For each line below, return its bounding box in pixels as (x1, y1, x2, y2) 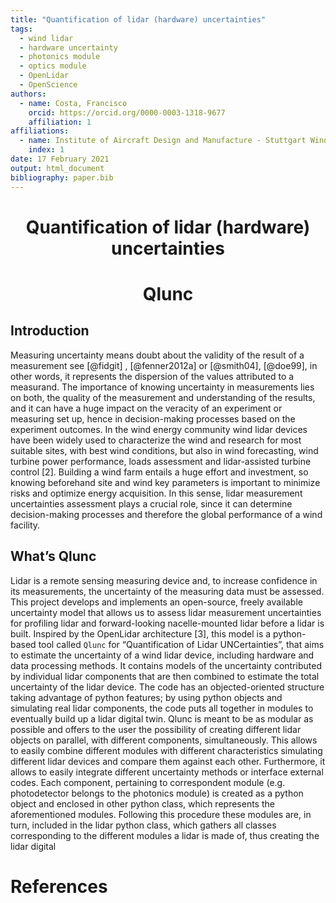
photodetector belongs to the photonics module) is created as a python (10, 787, 304, 799)
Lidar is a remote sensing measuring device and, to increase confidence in (10, 574, 318, 586)
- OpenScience (19, 80, 78, 90)
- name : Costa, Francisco (19, 98, 128, 108)
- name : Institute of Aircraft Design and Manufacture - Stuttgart (19, 136, 307, 146)
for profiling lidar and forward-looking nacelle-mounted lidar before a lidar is (10, 617, 325, 629)
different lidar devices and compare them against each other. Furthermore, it (10, 755, 326, 767)
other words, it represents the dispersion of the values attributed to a (10, 370, 295, 382)
